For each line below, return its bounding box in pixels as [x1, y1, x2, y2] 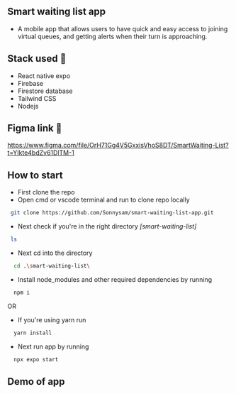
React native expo [17, 71, 71, 80]
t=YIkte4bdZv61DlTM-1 [7, 148, 74, 157]
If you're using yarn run [17, 315, 86, 324]
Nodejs [17, 102, 39, 110]
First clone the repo [17, 188, 75, 197]
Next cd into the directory [17, 248, 93, 257]
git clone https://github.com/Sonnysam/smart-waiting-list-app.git [10, 209, 214, 217]
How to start [7, 169, 63, 181]
